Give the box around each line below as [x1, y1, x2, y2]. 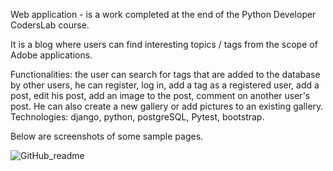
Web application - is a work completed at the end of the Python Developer [10, 9, 317, 20]
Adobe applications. [10, 49, 93, 61]
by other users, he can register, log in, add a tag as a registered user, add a [10, 79, 320, 91]
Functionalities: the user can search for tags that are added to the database [10, 69, 321, 80]
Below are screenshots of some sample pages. [10, 130, 204, 142]
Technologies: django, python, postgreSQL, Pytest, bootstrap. [10, 111, 265, 123]
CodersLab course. [10, 19, 90, 31]
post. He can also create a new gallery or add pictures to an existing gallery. [10, 100, 324, 112]
